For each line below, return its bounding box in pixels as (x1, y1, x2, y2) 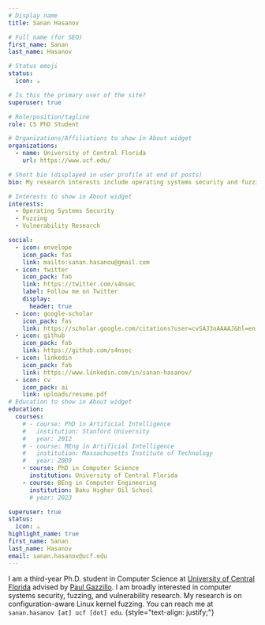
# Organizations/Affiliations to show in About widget (8, 134, 192, 142)
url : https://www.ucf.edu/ (22, 157, 111, 165)
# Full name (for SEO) (8, 33, 83, 41)
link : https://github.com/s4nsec (22, 347, 132, 354)
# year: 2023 (28, 494, 73, 502)
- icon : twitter (15, 266, 69, 274)
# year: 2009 (22, 456, 73, 465)
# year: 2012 (22, 434, 73, 443)
